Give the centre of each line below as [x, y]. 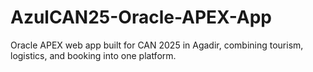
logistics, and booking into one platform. [93, 55]
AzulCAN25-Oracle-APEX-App [141, 17]
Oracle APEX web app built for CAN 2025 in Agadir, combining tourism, [157, 45]
